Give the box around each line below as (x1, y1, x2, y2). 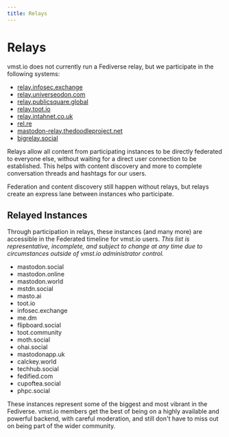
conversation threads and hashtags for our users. (7, 169, 147, 177)
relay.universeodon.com (16, 90, 86, 98)
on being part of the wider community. (7, 422, 116, 430)
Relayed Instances (7, 209, 88, 221)
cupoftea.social (16, 379, 61, 388)
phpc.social (16, 387, 50, 395)
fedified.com (16, 372, 53, 381)
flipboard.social (16, 321, 62, 329)
